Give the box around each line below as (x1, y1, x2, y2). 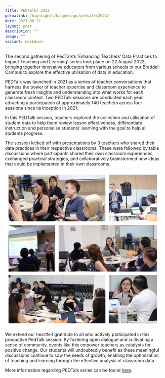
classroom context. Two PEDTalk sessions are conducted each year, (5, 94, 144, 100)
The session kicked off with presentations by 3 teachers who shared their (5, 140, 155, 146)
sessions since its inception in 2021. (5, 105, 79, 111)
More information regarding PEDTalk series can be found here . (5, 367, 132, 373)
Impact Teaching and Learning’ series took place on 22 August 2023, (5, 58, 146, 64)
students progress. (5, 130, 43, 136)
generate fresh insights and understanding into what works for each (5, 89, 144, 95)
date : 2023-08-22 (5, 18, 41, 23)
